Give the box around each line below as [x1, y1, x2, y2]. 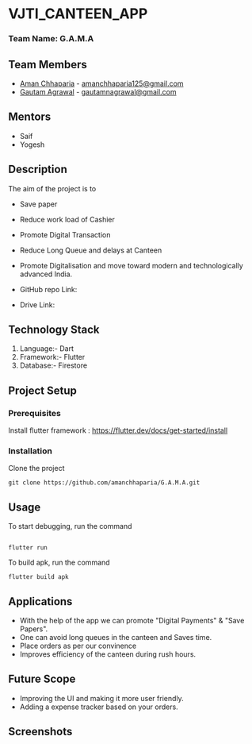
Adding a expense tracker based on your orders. [19, 702, 178, 711]
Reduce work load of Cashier [19, 214, 115, 224]
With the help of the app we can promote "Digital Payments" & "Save [19, 615, 245, 625]
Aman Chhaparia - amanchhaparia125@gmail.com [19, 79, 184, 88]
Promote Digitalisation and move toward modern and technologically [19, 260, 243, 270]
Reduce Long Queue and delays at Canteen [19, 245, 162, 255]
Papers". [19, 624, 48, 634]
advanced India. [19, 269, 73, 279]
